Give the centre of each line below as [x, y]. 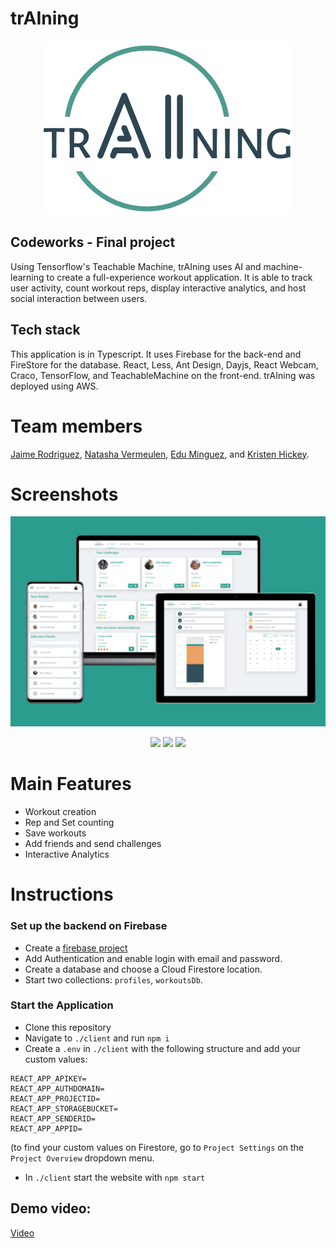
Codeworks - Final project [93, 242]
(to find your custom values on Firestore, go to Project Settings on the [157, 1147]
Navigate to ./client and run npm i [97, 1038]
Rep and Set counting [69, 823]
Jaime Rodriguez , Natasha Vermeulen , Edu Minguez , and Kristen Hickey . [160, 454]
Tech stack [45, 330]
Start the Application [62, 1005]
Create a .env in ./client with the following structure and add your [162, 1048]
